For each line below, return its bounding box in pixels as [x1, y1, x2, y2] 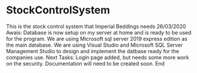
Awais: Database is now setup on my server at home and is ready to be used [6, 29, 192, 36]
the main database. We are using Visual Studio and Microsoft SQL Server [6, 41, 183, 48]
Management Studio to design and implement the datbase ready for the [6, 47, 179, 54]
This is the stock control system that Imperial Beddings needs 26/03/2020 [6, 23, 186, 30]
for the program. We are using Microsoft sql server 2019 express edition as [6, 35, 188, 42]
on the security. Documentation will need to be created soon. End [6, 60, 165, 67]
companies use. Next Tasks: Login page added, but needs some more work [6, 54, 189, 61]
